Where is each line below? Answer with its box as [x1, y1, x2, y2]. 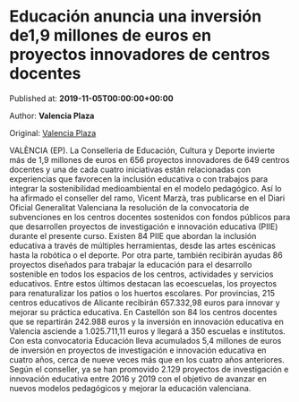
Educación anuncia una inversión [9, 6, 262, 27]
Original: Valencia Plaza [9, 127, 97, 138]
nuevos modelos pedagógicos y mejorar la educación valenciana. [9, 382, 252, 393]
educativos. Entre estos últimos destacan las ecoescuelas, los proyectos [9, 278, 278, 288]
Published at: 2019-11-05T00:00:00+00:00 [9, 92, 174, 104]
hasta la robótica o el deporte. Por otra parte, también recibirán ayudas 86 [9, 249, 284, 261]
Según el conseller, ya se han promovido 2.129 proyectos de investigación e [9, 364, 289, 374]
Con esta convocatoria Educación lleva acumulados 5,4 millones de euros [9, 335, 282, 346]
